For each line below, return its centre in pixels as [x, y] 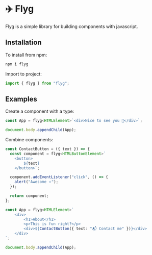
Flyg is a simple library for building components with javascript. [72, 26]
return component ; [30, 196]
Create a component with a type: [40, 111]
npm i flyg [17, 64]
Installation [23, 43]
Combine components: [29, 140]
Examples [21, 99]
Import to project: [23, 74]
